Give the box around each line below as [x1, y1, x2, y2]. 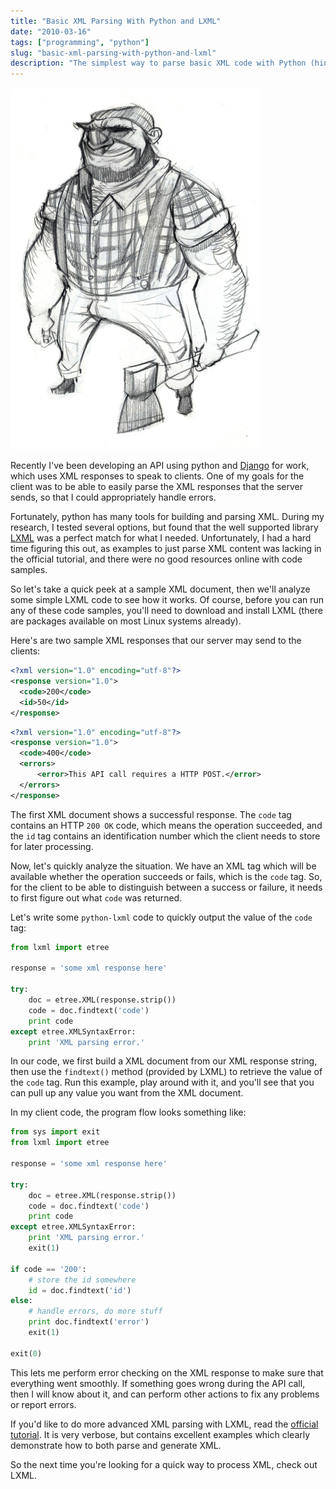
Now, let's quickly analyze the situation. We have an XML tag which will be [10, 860, 317, 872]
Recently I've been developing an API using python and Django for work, [10, 460, 310, 472]
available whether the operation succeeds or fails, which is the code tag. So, [10, 870, 323, 882]
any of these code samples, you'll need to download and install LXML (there [10, 605, 323, 617]
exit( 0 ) [10, 1348, 43, 1359]
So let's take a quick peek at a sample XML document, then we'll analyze [10, 583, 311, 595]
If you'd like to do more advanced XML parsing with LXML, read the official [10, 1418, 319, 1430]
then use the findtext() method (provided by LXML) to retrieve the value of [10, 1066, 323, 1078]
